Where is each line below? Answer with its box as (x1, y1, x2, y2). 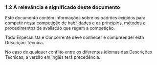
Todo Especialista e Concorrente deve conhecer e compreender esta (5, 34, 144, 40)
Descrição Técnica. (5, 40, 44, 46)
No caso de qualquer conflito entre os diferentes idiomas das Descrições (5, 49, 153, 55)
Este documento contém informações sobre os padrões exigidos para (5, 15, 146, 21)
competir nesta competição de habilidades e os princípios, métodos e (5, 20, 146, 26)
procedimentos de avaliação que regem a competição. (5, 25, 115, 31)
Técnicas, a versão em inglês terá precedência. (5, 54, 100, 60)
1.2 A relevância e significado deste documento (5, 4, 120, 11)
